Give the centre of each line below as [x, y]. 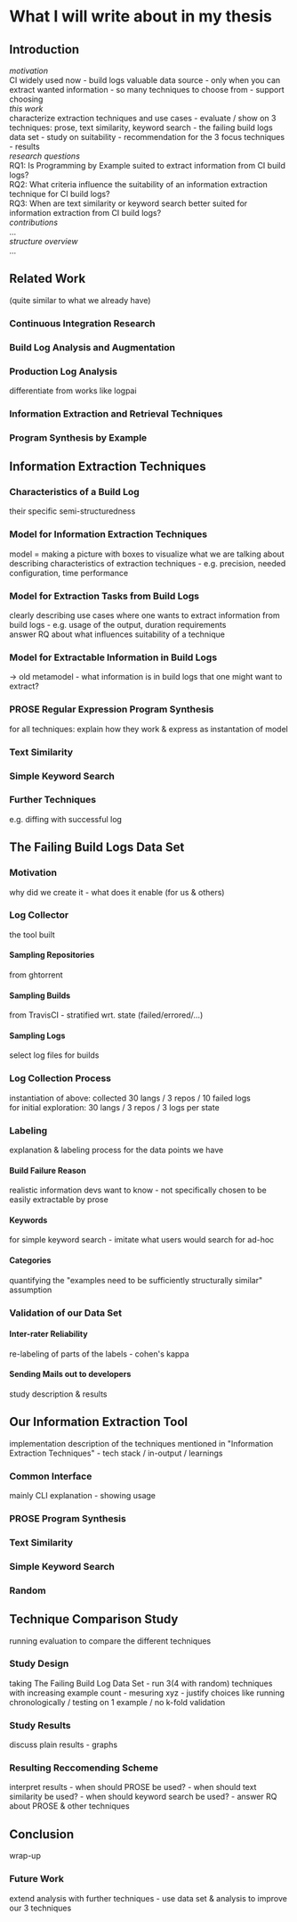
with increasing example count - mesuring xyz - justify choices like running [147, 1693]
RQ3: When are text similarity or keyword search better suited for [128, 203]
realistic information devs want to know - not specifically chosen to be [138, 1190]
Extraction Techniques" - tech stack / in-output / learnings [116, 1453]
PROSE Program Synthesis [68, 1518]
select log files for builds [54, 1055]
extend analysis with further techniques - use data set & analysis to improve [148, 1898]
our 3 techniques [40, 1908]
